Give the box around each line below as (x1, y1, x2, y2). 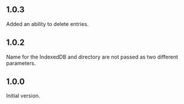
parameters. (6, 59, 36, 67)
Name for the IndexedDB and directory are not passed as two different (6, 53, 179, 60)
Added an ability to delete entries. (6, 20, 89, 27)
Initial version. (6, 92, 40, 99)
